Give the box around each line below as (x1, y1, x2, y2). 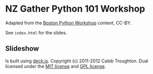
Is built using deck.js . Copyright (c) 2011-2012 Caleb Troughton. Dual (5, 58, 148, 64)
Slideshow (5, 44, 40, 53)
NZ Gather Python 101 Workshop (5, 3, 145, 15)
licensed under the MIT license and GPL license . (5, 63, 106, 69)
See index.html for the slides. (5, 29, 67, 35)
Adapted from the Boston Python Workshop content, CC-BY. (5, 20, 132, 26)
